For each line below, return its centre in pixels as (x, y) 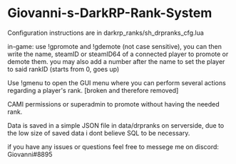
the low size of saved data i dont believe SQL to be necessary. (99, 133)
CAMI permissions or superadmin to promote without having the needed (113, 104)
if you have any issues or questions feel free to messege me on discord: (113, 146)
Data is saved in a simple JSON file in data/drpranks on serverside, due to (116, 125)
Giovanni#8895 (30, 154)
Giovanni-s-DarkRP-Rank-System (110, 13)
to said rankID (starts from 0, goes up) (63, 69)
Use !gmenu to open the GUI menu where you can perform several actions (117, 82)
